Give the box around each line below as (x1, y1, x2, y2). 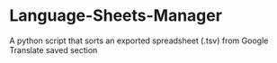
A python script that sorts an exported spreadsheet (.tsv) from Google (9, 35, 269, 46)
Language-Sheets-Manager (9, 5, 223, 26)
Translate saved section (9, 44, 98, 55)
